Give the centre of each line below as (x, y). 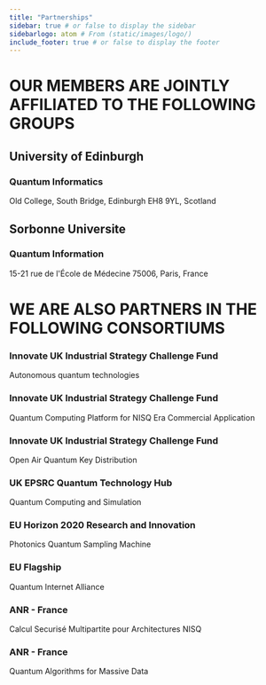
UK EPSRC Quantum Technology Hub (91, 483)
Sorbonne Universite (68, 228)
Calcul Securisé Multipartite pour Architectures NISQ (106, 629)
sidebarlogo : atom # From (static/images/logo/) (101, 34)
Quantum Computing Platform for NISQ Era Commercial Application (132, 417)
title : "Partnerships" (51, 17)
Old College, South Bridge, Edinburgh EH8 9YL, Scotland (113, 201)
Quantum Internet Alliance (57, 587)
